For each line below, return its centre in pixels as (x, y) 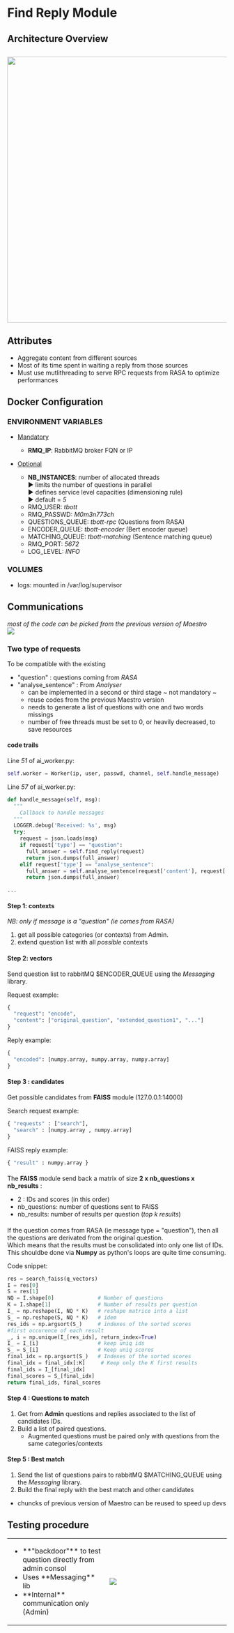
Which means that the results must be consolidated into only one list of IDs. (116, 1245)
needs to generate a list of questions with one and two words (116, 707)
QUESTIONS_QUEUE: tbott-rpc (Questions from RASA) (106, 522)
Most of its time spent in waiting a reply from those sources (102, 365)
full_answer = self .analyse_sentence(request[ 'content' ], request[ (126, 871)
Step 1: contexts (31, 905)
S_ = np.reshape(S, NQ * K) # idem (62, 1317)
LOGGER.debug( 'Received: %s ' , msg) (65, 826)
